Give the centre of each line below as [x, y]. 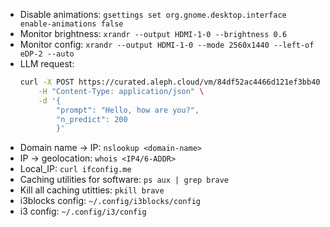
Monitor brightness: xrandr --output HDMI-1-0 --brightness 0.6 [153, 33]
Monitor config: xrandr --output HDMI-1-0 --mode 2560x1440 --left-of [167, 44]
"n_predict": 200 [92, 119]
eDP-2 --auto [47, 54]
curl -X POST [47, 82]
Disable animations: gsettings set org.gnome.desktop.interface [153, 14]
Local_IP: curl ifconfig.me [75, 169]
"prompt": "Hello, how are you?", [128, 110]
